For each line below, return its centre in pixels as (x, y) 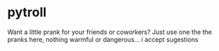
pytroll (27, 12)
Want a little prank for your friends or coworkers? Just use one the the (110, 32)
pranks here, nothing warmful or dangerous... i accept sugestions (103, 39)
